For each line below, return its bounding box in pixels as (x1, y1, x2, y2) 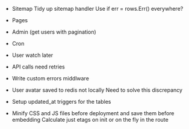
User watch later (11, 52, 54, 59)
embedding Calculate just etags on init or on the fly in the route (11, 116, 169, 123)
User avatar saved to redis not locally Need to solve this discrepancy (11, 86, 182, 94)
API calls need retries (11, 63, 65, 70)
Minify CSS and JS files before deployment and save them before (11, 110, 175, 116)
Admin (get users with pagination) (11, 28, 96, 35)
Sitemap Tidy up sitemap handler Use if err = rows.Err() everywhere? (11, 5, 184, 12)
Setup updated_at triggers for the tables (11, 98, 111, 105)
